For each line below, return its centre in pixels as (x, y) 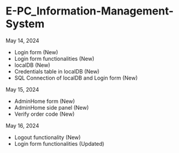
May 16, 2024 (23, 125)
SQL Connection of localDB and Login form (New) (76, 78)
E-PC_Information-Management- (90, 11)
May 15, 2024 (23, 89)
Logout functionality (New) (47, 137)
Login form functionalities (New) (54, 58)
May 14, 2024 (23, 40)
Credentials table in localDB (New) (57, 71)
